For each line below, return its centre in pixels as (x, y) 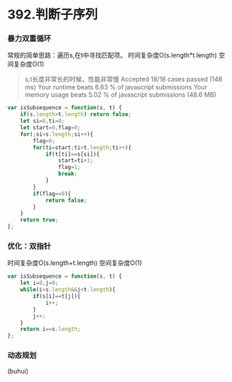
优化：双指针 (29, 246)
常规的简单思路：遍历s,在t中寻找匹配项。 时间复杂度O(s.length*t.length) (112, 55)
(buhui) (18, 371)
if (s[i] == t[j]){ (57, 296)
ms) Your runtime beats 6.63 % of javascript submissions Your (116, 87)
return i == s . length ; (50, 329)
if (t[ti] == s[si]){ (72, 154)
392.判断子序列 (53, 15)
